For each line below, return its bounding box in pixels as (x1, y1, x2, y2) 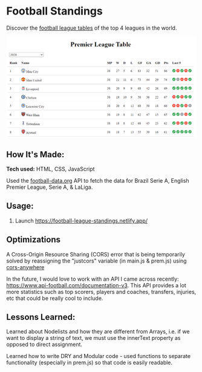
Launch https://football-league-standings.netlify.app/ (15, 217, 148, 224)
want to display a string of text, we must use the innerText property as (6, 334, 181, 342)
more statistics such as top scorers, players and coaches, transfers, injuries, (6, 288, 197, 295)
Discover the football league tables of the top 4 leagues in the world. (6, 24, 177, 31)
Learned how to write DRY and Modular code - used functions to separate (6, 353, 191, 360)
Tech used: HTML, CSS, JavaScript (6, 165, 95, 172)
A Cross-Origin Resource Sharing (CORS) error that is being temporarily (6, 250, 186, 258)
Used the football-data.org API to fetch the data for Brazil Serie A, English (6, 177, 189, 184)
